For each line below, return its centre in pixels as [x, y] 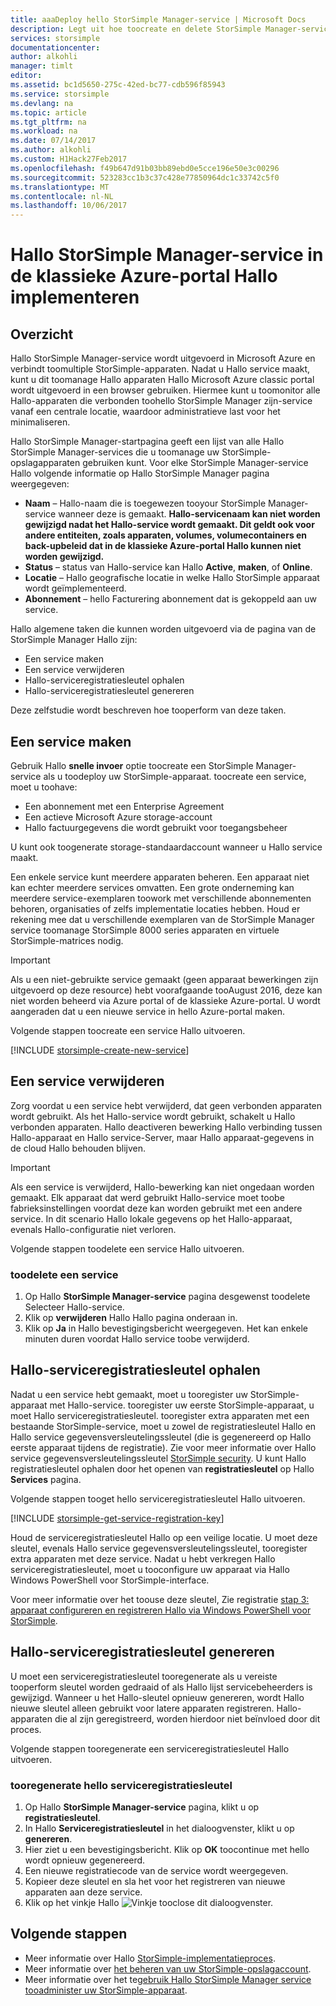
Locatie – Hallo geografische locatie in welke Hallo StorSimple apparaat [172, 578]
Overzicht [42, 334]
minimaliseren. [40, 422]
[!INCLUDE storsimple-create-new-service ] [100, 1050]
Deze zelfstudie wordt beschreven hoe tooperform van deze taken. [148, 710]
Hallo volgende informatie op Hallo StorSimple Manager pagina [140, 473]
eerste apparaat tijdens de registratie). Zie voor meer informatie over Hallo [163, 1447]
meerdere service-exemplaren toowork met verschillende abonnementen [161, 898]
